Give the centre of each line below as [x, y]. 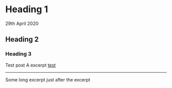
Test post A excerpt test [30, 65]
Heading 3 [18, 54]
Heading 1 [27, 9]
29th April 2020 [22, 23]
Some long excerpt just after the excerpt [48, 79]
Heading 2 [22, 39]
